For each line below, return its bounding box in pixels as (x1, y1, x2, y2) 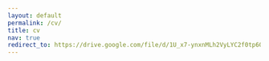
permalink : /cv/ (7, 19, 62, 27)
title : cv (7, 26, 41, 34)
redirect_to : (7, 41, 51, 49)
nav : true (7, 33, 41, 42)
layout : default (7, 11, 62, 20)
